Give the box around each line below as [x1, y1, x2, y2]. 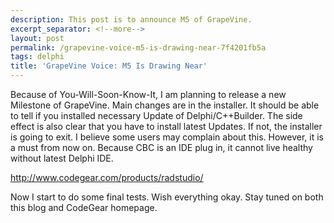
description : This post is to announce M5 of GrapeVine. [10, 14, 253, 25]
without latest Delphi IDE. [10, 152, 114, 164]
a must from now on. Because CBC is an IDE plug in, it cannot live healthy [10, 142, 313, 153]
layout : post [10, 33, 65, 43]
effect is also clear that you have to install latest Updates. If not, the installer [10, 121, 323, 132]
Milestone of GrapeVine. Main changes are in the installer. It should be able [10, 99, 320, 111]
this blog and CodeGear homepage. [10, 202, 158, 213]
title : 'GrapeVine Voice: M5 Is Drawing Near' [10, 61, 208, 71]
